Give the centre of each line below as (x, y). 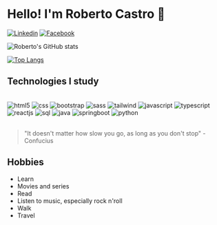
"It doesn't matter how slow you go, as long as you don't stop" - (115, 133)
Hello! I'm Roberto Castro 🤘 (86, 14)
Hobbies (26, 162)
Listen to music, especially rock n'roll (70, 201)
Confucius (39, 140)
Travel (26, 215)
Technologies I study (53, 82)
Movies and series (43, 186)
